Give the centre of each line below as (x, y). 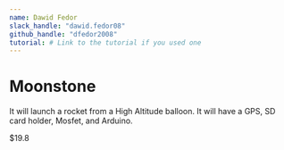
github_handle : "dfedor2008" (63, 34)
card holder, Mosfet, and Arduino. (71, 121)
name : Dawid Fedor (43, 17)
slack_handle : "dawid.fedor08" (67, 26)
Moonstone (53, 87)
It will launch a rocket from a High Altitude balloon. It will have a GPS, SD (142, 112)
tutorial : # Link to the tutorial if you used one (105, 42)
